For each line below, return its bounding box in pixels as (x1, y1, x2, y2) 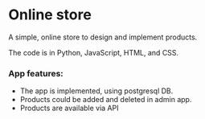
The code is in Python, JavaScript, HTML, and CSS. (8, 47, 179, 57)
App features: (8, 68, 64, 79)
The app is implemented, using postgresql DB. (19, 86, 174, 96)
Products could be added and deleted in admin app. (19, 95, 192, 105)
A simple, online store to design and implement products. (8, 32, 198, 42)
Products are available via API (19, 103, 119, 113)
